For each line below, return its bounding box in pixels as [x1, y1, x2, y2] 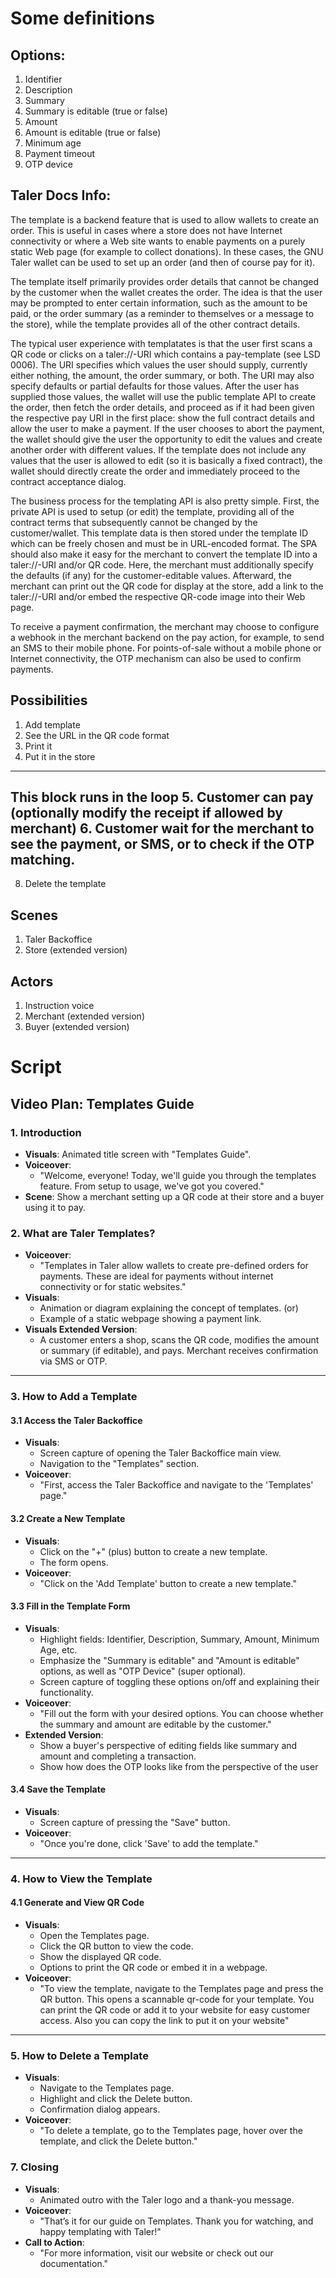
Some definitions [10, 7, 155, 30]
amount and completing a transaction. [39, 1750, 197, 1762]
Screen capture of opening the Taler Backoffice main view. [39, 1447, 282, 1459]
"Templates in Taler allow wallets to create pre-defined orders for [39, 1260, 309, 1272]
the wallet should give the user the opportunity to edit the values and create [10, 433, 323, 445]
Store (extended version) [24, 944, 128, 956]
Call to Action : [24, 2236, 85, 2248]
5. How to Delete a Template [10, 2049, 149, 2063]
